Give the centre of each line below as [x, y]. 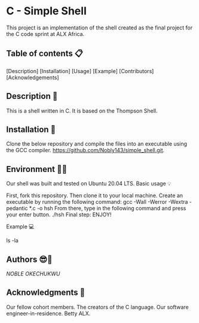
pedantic [17, 209]
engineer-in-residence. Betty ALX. [48, 313]
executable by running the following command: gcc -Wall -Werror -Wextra [97, 202]
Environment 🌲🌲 [37, 169]
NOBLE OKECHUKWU [33, 274]
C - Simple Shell [46, 11]
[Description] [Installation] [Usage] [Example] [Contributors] [80, 71]
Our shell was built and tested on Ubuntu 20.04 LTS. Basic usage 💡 [89, 183]
